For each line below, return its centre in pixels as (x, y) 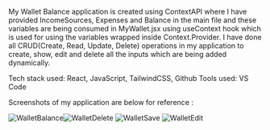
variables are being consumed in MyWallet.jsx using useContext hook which (135, 28)
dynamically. (29, 63)
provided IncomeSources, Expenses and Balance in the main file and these (133, 20)
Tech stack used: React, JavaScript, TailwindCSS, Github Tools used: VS (129, 78)
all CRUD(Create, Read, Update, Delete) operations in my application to (126, 46)
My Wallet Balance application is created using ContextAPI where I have (128, 12)
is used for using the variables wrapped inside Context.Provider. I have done (135, 37)
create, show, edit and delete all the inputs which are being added (118, 54)
